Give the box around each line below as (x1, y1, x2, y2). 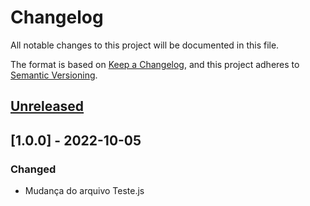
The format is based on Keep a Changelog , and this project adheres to (10, 58, 300, 70)
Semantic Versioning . (10, 69, 98, 81)
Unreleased (10, 98, 85, 115)
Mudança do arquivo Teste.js (24, 185, 145, 197)
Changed (10, 162, 57, 176)
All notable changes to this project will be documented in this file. (10, 39, 280, 51)
